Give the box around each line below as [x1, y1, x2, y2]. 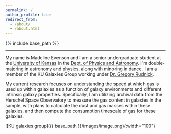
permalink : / [5, 7, 33, 13]
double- [148, 60, 165, 66]
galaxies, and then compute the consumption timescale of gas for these [5, 108, 156, 114]
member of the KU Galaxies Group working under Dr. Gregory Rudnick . [5, 71, 154, 77]
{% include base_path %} [5, 40, 59, 46]
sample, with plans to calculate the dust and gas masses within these [5, 103, 151, 109]
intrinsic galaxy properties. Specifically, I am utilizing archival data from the [5, 92, 163, 98]
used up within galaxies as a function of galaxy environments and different [5, 86, 162, 92]
